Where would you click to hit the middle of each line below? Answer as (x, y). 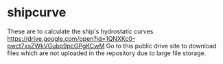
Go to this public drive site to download (161, 46)
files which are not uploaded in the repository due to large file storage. (107, 53)
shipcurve (37, 13)
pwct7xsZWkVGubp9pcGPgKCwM (56, 46)
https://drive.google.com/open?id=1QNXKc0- (71, 38)
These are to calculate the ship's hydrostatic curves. (81, 31)
